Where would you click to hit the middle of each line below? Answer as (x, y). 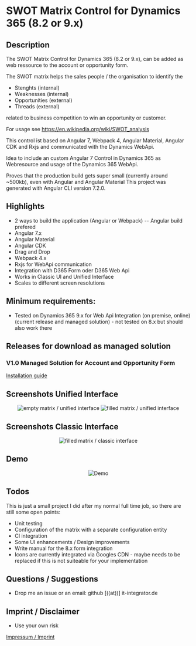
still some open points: (33, 512)
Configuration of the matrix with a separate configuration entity (91, 529)
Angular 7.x (28, 233)
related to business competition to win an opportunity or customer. (86, 118)
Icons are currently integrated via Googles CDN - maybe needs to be (97, 554)
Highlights (25, 206)
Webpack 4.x (30, 258)
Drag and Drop (32, 252)
